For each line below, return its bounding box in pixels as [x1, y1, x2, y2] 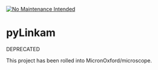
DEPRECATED [6, 45, 40, 52]
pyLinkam [6, 26, 56, 39]
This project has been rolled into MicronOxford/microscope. [6, 56, 152, 64]
